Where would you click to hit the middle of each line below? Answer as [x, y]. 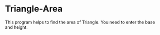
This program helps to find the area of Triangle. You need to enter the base [80, 22]
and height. [16, 27]
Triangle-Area [34, 9]
